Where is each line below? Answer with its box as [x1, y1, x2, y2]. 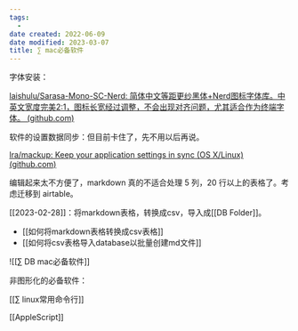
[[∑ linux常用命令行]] [9, 295, 85, 305]
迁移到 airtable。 [16, 189, 78, 199]
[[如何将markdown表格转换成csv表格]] [21, 226, 164, 237]
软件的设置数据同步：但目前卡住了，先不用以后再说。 [9, 132, 205, 142]
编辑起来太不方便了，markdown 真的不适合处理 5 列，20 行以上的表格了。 [9, 177, 282, 188]
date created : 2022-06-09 [9, 29, 105, 38]
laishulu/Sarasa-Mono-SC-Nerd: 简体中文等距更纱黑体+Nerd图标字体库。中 [9, 91, 286, 101]
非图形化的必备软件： [9, 275, 87, 286]
